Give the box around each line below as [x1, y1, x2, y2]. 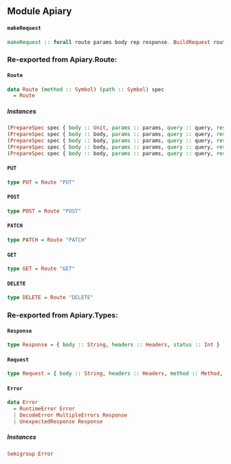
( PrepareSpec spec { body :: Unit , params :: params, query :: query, [7, 124, 214, 131]
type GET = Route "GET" [7, 265, 76, 272]
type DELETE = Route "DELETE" [7, 294, 94, 301]
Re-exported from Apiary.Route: [7, 55, 118, 65]
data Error [7, 399, 38, 406]
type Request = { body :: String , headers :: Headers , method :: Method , [7, 371, 223, 377]
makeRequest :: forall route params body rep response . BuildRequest [7, 38, 211, 45]
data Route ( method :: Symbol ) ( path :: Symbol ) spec [7, 86, 165, 93]
